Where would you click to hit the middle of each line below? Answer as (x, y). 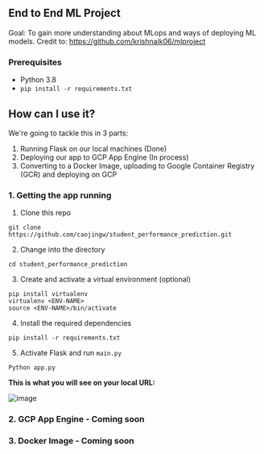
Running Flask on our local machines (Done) (93, 148)
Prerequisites (35, 62)
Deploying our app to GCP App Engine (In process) (104, 157)
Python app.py (32, 368)
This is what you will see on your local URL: (82, 383)
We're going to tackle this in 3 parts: (68, 133)
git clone (25, 228)
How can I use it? (52, 113)
